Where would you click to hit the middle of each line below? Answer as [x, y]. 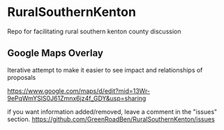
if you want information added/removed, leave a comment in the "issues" [112, 111]
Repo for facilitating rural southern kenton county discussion [94, 31]
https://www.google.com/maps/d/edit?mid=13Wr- [79, 90]
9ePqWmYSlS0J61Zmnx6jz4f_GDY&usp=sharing [77, 98]
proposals [22, 77]
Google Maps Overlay [55, 53]
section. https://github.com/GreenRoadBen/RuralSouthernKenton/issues [111, 119]
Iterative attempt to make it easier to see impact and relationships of [105, 70]
